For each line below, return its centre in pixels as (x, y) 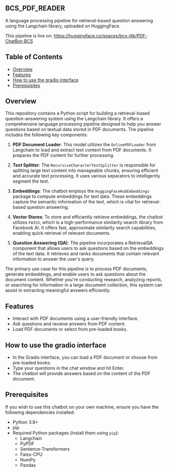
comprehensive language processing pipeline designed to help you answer (83, 124)
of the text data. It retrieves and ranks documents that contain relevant (86, 254)
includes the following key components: (47, 135)
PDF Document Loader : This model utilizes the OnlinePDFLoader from (84, 145)
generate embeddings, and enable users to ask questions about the (75, 274)
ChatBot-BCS (19, 41)
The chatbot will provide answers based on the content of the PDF (81, 373)
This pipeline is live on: (29, 35)
